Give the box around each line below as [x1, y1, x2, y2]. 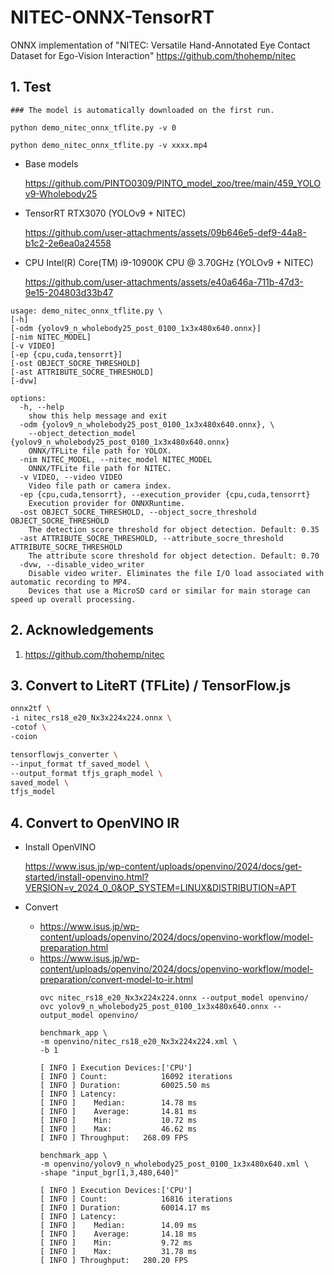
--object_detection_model [28, 428, 137, 438]
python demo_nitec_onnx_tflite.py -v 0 [10, 122, 177, 133]
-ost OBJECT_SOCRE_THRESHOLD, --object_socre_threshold [19, 507, 257, 517]
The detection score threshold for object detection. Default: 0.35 [28, 524, 320, 535]
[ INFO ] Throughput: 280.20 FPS [39, 1256, 188, 1266]
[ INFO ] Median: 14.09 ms [39, 1221, 198, 1231]
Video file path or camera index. [28, 481, 172, 491]
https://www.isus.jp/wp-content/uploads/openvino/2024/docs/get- [24, 861, 303, 873]
